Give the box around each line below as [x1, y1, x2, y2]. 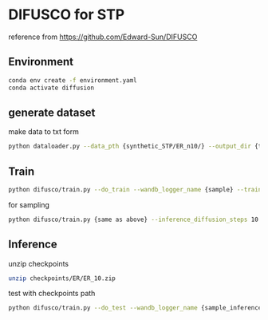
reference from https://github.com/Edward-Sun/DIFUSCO [8, 32, 198, 41]
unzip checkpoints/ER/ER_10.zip [8, 274, 116, 282]
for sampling [8, 200, 50, 209]
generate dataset [8, 105, 96, 119]
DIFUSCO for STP [8, 6, 125, 24]
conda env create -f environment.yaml [8, 76, 137, 85]
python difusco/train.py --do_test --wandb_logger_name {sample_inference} [8, 304, 266, 312]
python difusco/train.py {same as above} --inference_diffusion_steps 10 [8, 215, 259, 223]
